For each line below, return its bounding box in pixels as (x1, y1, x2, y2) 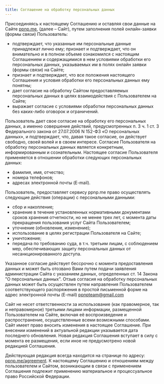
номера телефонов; (12, 174, 54, 180)
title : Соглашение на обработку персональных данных (5, 7, 115, 12)
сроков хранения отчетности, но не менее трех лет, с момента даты (12, 214, 157, 220)
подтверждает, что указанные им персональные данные (12, 40, 131, 47)
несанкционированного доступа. (12, 251, 82, 257)
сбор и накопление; (12, 204, 54, 210)
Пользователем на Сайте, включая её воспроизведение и (5, 311, 127, 317)
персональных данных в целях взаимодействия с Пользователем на (12, 93, 157, 99)
